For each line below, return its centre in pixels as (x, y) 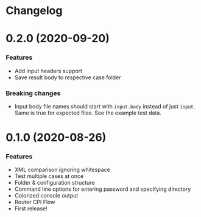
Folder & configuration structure (55, 183)
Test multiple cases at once (49, 176)
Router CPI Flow (35, 202)
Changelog (34, 11)
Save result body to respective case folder (68, 77)
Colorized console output (46, 196)
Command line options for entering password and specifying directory (103, 189)
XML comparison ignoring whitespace (62, 170)
